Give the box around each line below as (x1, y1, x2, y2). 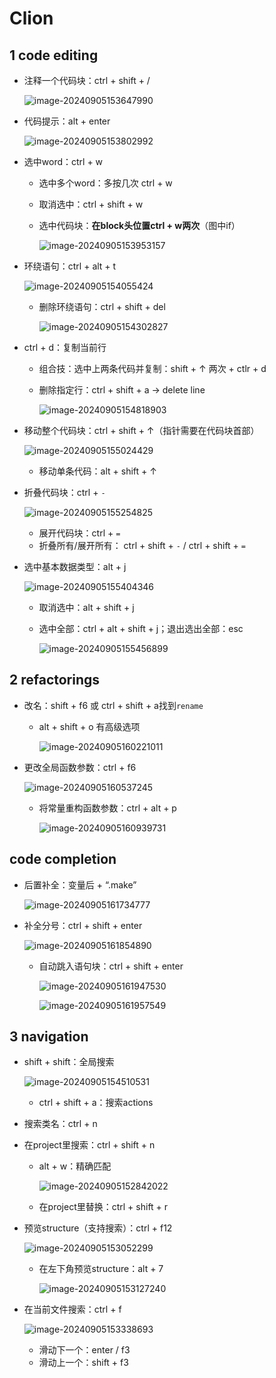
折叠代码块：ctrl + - (23, 487, 106, 498)
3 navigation (9, 1028, 89, 1046)
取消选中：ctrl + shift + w (38, 198, 144, 210)
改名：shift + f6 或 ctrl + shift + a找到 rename (23, 699, 204, 711)
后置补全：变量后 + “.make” (23, 878, 137, 891)
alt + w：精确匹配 (38, 1160, 112, 1172)
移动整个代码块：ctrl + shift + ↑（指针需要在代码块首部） (23, 425, 260, 436)
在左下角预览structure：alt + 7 (38, 1263, 164, 1275)
